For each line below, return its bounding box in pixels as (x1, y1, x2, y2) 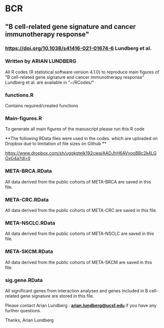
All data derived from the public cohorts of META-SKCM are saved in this (5, 259, 152, 265)
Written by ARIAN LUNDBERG (5, 58, 77, 65)
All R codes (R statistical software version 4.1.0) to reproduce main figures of (5, 69, 160, 75)
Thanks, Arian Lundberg (5, 317, 54, 323)
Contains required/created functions (5, 103, 78, 109)
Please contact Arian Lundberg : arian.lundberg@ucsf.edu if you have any (5, 302, 157, 308)
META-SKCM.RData (5, 248, 53, 255)
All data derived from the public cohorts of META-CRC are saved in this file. (5, 207, 158, 213)
